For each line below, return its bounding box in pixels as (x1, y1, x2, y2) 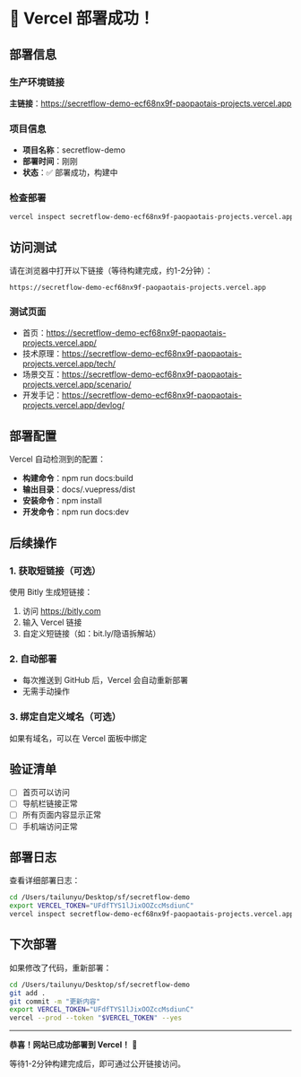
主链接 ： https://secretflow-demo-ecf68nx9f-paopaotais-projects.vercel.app (9, 98, 292, 109)
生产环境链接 (9, 75, 65, 88)
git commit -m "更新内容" (9, 997, 101, 1006)
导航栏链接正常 (21, 798, 78, 809)
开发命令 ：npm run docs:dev (21, 506, 130, 517)
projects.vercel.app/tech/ (21, 358, 116, 369)
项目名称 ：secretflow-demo (21, 144, 125, 155)
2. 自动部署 (9, 652, 57, 665)
